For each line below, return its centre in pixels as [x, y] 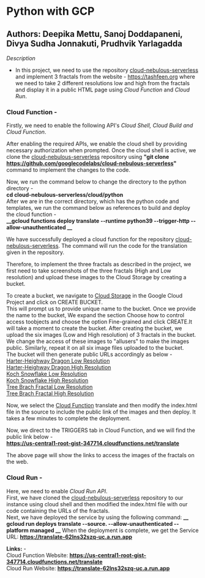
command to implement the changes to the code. [68, 170]
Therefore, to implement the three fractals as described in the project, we [99, 264]
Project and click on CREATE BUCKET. [54, 302]
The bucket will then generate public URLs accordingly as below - [89, 355]
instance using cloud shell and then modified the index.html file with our [97, 504]
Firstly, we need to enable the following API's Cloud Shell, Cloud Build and [100, 125]
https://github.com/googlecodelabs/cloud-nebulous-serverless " [91, 163]
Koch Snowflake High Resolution [47, 380]
